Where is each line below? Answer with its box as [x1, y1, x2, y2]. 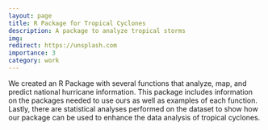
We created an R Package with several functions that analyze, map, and [8, 78, 247, 88]
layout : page [8, 11, 52, 20]
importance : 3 [8, 49, 57, 57]
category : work [8, 57, 60, 65]
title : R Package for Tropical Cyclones [8, 19, 147, 27]
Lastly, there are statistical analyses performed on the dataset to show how [8, 104, 258, 113]
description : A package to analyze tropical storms [8, 26, 186, 35]
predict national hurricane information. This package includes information [8, 87, 253, 96]
